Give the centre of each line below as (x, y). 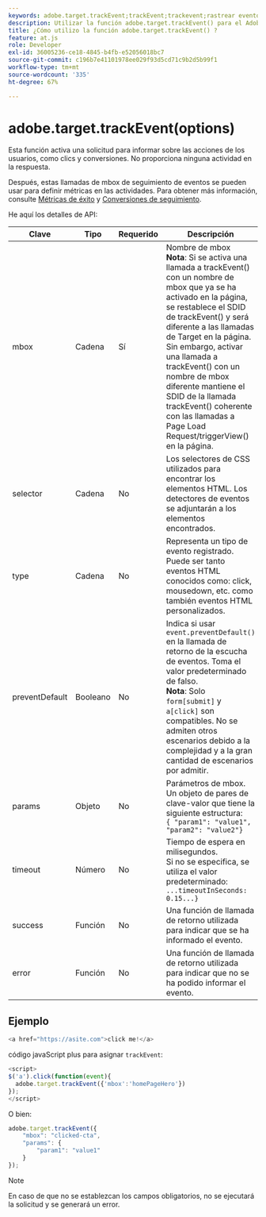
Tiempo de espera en (205, 842)
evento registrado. (200, 551)
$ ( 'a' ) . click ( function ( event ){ (60, 1076)
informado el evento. (204, 940)
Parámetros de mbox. (206, 784)
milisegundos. (192, 852)
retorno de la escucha (207, 652)
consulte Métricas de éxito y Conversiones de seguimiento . (105, 199)
